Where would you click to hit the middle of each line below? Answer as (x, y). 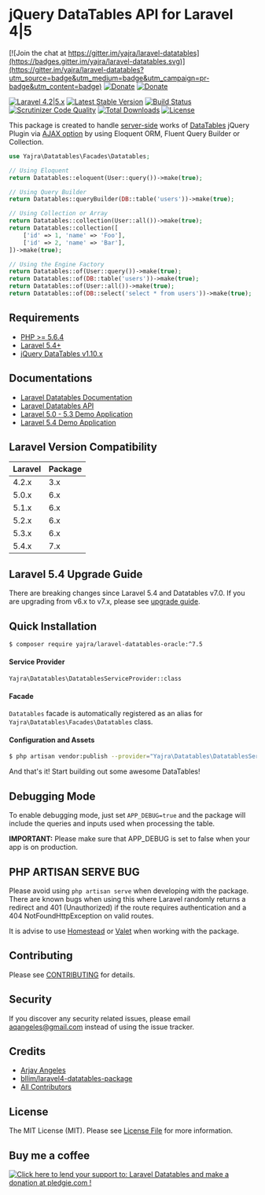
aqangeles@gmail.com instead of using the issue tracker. (102, 1027)
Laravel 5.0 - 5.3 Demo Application (76, 414)
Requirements (44, 318)
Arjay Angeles (43, 1070)
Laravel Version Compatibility (83, 447)
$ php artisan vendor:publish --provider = (79, 756)
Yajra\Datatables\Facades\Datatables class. (81, 722)
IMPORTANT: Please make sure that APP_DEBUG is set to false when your (130, 839)
